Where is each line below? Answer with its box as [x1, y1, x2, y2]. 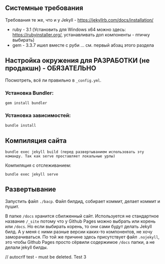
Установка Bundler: [5, 89, 54, 96]
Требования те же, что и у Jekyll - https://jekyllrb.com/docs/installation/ [5, 17, 154, 23]
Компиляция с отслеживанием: [5, 162, 71, 169]
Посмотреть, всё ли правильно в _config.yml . [5, 77, 102, 83]
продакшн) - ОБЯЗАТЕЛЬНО [5, 64, 97, 73]
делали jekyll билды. [5, 244, 48, 250]
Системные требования [5, 4, 84, 12]
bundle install [5, 123, 36, 128]
